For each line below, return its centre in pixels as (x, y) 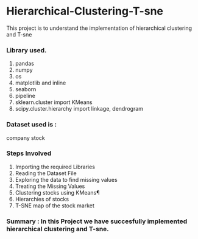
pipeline (25, 96)
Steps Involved (29, 153)
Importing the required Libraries (55, 167)
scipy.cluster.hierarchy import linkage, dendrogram (79, 109)
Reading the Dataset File (46, 173)
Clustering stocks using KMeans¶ (57, 192)
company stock (26, 137)
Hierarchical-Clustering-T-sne (85, 11)
